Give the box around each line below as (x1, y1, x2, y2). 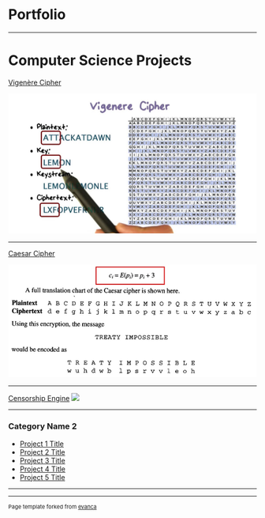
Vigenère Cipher (8, 78, 62, 87)
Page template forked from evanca (8, 502, 97, 511)
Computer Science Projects (8, 51, 192, 70)
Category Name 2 (8, 421, 77, 432)
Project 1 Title (19, 439, 65, 448)
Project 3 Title (19, 456, 65, 465)
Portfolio (8, 6, 66, 24)
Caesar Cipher (8, 249, 55, 259)
